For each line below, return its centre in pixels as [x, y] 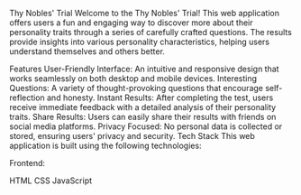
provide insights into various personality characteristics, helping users [140, 42]
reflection [27, 97]
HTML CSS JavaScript [51, 181]
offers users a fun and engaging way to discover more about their [131, 23]
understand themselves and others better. [87, 51]
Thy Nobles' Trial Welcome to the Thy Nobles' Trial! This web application [144, 13]
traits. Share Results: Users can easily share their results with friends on [143, 117]
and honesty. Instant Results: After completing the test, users [160, 97]
